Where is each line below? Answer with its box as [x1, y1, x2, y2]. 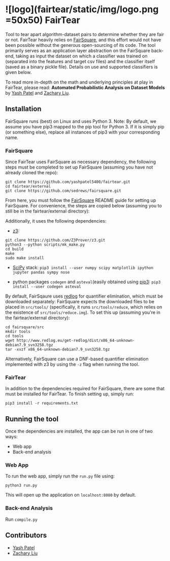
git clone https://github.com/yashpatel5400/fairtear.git [5, 179, 130, 184]
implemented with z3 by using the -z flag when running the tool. [5, 361, 140, 367]
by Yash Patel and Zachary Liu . [5, 90, 70, 96]
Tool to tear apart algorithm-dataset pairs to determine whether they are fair [5, 31, 164, 37]
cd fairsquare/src [5, 325, 44, 330]
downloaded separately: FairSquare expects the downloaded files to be [5, 299, 155, 305]
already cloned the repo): [5, 170, 58, 176]
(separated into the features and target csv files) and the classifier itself [5, 58, 155, 64]
